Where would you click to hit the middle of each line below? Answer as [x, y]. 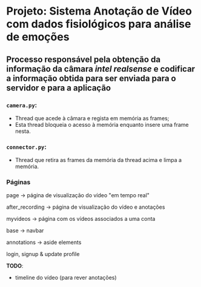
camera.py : [22, 105]
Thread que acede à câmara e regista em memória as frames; [92, 118]
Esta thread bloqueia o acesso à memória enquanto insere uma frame [102, 124]
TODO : [15, 266]
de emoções [38, 37]
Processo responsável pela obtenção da [84, 59]
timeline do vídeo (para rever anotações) [66, 278]
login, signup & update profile [43, 254]
